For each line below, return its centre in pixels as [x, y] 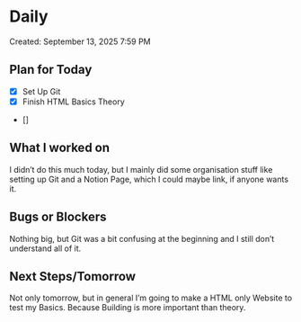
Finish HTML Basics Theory [74, 102]
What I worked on [60, 148]
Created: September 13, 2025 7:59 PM [80, 41]
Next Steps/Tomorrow [73, 276]
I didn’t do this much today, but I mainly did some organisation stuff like [141, 169]
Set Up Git [41, 91]
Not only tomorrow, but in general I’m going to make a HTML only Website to [151, 298]
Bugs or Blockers [58, 217]
